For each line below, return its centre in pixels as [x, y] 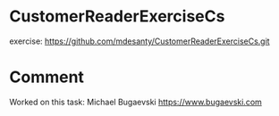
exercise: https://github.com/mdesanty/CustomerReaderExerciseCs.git [139, 41]
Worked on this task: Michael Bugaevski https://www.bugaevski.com [135, 102]
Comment [47, 77]
